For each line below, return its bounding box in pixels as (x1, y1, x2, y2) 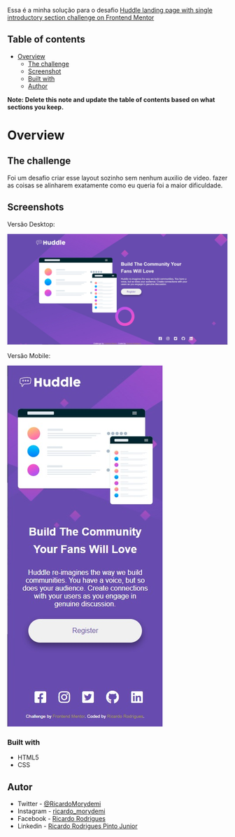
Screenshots (7, 201, 64, 213)
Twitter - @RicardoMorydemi (17, 800, 101, 808)
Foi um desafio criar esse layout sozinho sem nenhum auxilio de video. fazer (7, 173, 228, 182)
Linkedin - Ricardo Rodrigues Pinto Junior (17, 822, 138, 831)
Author (27, 82, 48, 90)
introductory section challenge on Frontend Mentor (7, 13, 155, 22)
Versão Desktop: (7, 220, 55, 228)
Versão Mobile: (7, 352, 51, 360)
